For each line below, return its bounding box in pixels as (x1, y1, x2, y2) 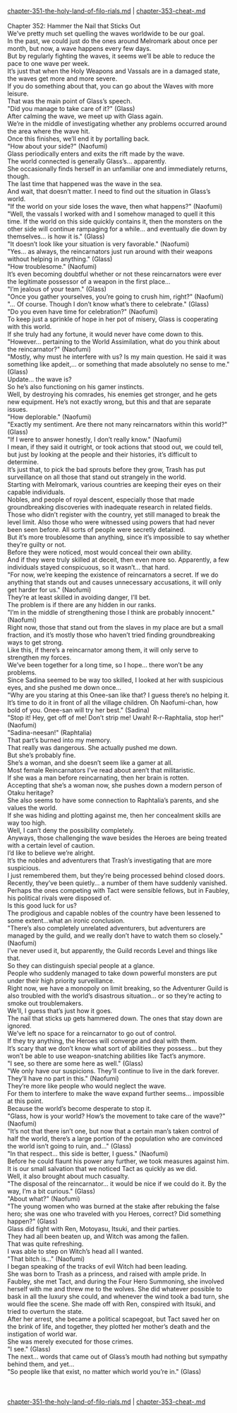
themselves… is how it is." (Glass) (7, 232, 105, 241)
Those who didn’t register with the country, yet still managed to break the (7, 510, 221, 519)
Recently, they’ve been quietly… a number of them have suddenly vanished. (7, 879, 228, 887)
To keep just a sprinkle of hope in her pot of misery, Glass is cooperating (7, 315, 219, 323)
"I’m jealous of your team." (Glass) (7, 285, 107, 293)
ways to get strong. (7, 638, 63, 647)
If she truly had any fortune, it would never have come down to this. (7, 330, 204, 338)
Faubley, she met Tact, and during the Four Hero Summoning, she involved (7, 1277, 224, 1286)
